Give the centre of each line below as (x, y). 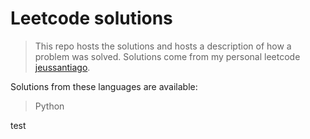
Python (49, 106)
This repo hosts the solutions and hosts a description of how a (163, 46)
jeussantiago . (62, 67)
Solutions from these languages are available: (104, 86)
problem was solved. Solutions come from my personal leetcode (167, 56)
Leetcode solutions (91, 18)
